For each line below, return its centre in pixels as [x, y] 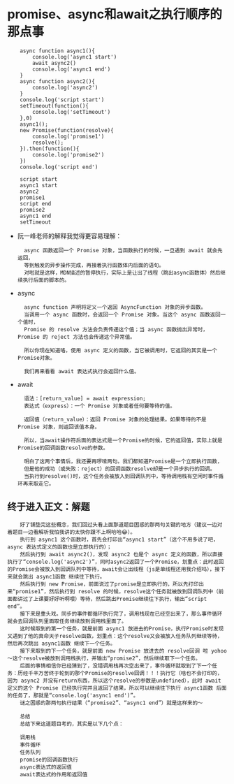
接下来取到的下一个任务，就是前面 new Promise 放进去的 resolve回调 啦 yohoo [123, 651]
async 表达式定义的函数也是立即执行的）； [60, 547]
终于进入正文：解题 [49, 507]
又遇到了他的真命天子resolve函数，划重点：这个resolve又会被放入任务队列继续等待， [115, 636]
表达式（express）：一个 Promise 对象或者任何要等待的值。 [100, 406]
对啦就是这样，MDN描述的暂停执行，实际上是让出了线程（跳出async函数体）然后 [122, 273]
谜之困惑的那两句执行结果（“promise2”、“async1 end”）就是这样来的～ [111, 703]
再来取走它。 [38, 484]
